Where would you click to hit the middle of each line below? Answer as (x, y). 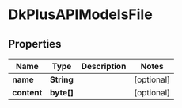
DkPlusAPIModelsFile (80, 15)
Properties (35, 44)
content (27, 93)
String (62, 79)
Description (104, 66)
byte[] (62, 93)
